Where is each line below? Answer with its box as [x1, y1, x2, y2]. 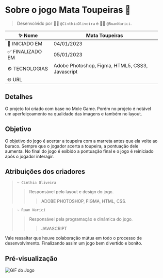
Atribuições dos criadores [5, 167, 85, 176]
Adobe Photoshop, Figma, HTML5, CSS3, [53, 62, 148, 69]
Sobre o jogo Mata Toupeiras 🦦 [5, 4, 131, 16]
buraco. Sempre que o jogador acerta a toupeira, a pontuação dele [5, 143, 139, 149]
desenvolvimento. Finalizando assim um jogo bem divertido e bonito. [5, 241, 142, 246]
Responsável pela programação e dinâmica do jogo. [29, 216, 133, 222]
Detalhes [5, 93, 33, 101]
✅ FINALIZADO [7, 48, 42, 55]
